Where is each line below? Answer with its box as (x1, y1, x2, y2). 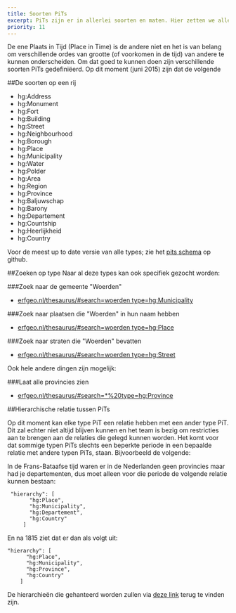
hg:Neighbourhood (17, 129, 73, 138)
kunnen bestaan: (7, 477, 56, 486)
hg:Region (17, 182, 48, 191)
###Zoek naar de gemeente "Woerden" (7, 283, 122, 291)
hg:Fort (17, 107, 39, 116)
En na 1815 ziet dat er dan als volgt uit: (7, 534, 118, 542)
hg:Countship (17, 219, 57, 228)
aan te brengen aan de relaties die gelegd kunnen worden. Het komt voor (7, 434, 219, 442)
